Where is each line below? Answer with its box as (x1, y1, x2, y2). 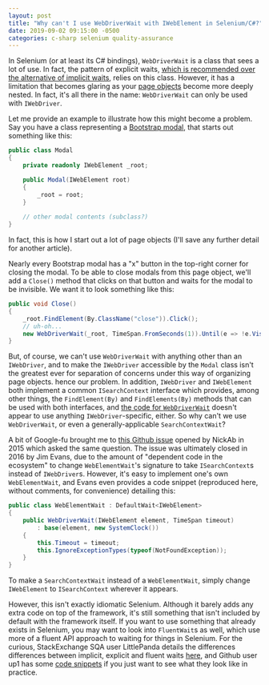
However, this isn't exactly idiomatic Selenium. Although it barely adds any (8, 599, 254, 609)
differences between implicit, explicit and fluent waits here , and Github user (8, 651, 258, 660)
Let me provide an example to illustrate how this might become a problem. (8, 114, 253, 124)
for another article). (8, 243, 72, 253)
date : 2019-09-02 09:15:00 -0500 (8, 26, 120, 34)
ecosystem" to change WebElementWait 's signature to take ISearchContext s (8, 461, 255, 471)
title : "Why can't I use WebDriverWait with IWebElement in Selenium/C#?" (8, 19, 263, 27)
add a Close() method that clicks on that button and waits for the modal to (8, 276, 254, 285)
